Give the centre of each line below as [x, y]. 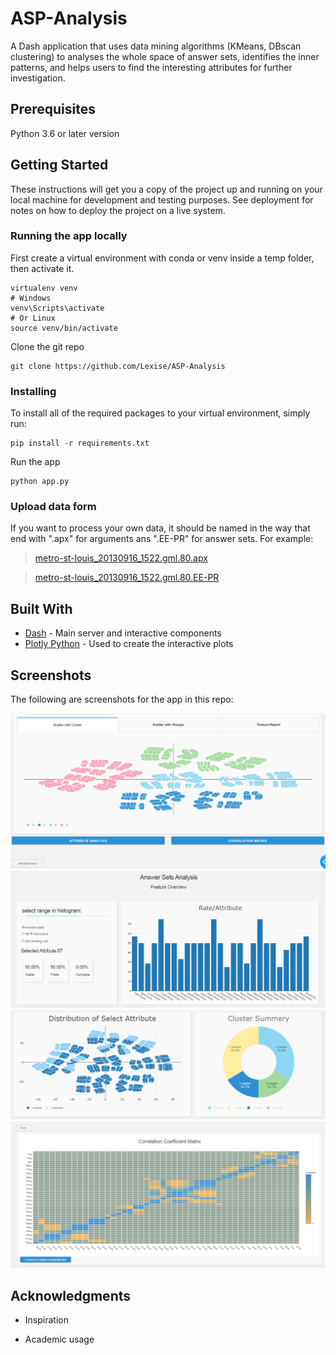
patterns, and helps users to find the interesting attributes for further [151, 67]
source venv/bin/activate [64, 328]
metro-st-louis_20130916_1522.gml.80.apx [121, 558]
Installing [33, 391]
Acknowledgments [71, 1296]
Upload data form [53, 507]
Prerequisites [53, 109]
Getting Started [59, 165]
